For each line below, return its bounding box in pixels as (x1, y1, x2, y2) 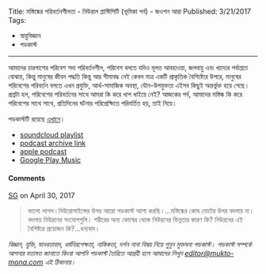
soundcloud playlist (19, 130, 84, 139)
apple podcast (19, 147, 67, 156)
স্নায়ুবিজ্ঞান (19, 31, 41, 40)
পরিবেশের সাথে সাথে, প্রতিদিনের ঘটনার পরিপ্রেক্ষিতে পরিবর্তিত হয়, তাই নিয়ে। (8, 99, 177, 107)
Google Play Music (19, 156, 82, 164)
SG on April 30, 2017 (8, 191, 75, 201)
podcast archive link (19, 138, 86, 148)
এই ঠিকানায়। (44, 257, 77, 267)
